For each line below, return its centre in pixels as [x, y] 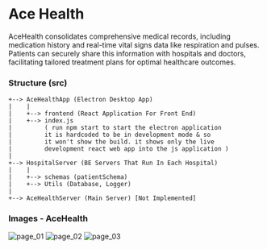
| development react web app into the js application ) [119, 149]
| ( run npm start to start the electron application [115, 128]
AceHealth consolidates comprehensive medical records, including [120, 36]
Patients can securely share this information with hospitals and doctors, [127, 53]
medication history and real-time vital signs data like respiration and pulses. [134, 44]
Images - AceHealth [48, 218]
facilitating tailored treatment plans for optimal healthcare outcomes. [122, 62]
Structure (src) [38, 83]
